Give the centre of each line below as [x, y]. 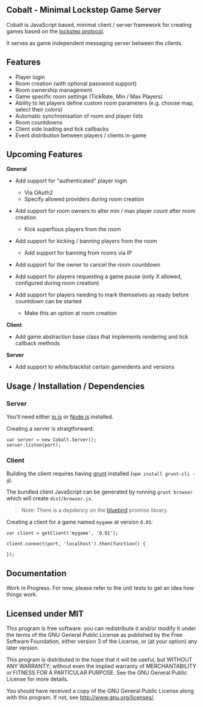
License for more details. [37, 679]
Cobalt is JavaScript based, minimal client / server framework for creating [99, 24]
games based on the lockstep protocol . [55, 31]
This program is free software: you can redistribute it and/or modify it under [101, 628]
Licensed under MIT [45, 613]
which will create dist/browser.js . [50, 498]
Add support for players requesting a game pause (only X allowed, [98, 276]
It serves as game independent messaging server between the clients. [94, 43]
